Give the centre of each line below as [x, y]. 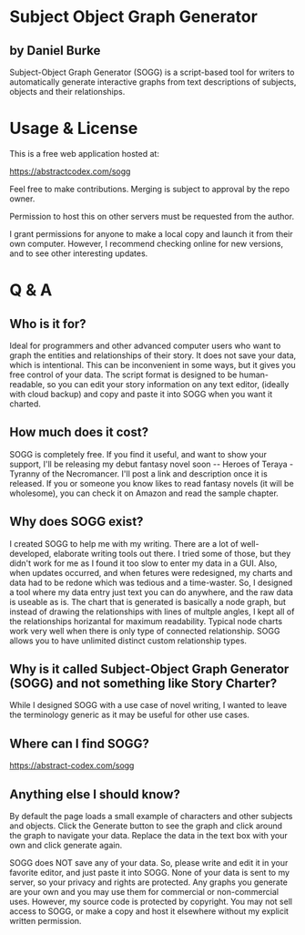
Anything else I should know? [95, 794]
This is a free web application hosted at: [84, 153]
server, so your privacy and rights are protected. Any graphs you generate [149, 882]
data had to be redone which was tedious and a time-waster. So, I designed [151, 582]
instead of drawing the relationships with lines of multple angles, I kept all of [152, 611]
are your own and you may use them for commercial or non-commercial [144, 892]
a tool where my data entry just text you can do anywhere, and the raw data [151, 592]
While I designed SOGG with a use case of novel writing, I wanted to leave [148, 705]
